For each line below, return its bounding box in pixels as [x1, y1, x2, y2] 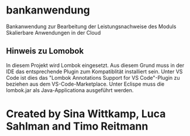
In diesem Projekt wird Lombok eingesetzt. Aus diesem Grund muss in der [6, 62, 185, 69]
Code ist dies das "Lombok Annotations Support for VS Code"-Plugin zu [6, 74, 180, 81]
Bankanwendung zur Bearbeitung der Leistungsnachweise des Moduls [6, 23, 177, 30]
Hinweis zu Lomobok [6, 46, 84, 56]
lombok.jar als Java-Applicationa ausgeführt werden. [6, 86, 134, 94]
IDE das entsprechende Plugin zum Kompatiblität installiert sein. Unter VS [6, 68, 183, 75]
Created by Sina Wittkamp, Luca [6, 107, 166, 120]
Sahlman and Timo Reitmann [6, 120, 148, 132]
